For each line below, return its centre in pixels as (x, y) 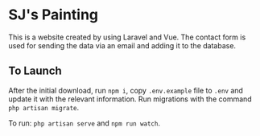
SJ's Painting (54, 15)
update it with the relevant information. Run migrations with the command (130, 99)
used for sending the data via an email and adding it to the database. (122, 45)
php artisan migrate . (44, 107)
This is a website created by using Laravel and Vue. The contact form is (127, 37)
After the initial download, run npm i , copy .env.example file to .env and (126, 90)
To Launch (35, 71)
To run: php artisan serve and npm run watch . (85, 123)
